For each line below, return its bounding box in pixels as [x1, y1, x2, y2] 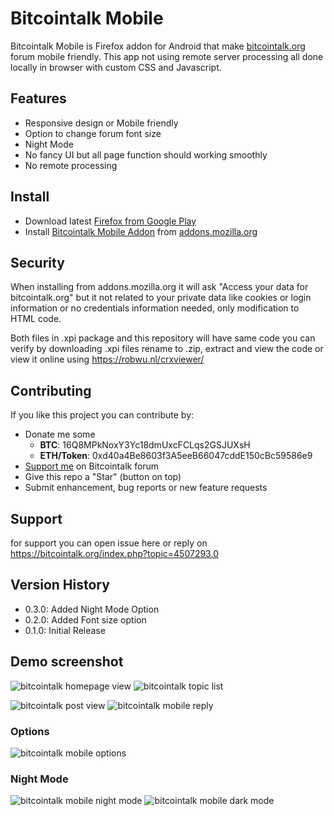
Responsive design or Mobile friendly [24, 117, 179, 129]
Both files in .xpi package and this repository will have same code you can [10, 332, 316, 344]
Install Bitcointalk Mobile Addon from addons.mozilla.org [24, 225, 258, 237]
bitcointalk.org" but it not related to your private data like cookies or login [10, 292, 312, 304]
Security [10, 254, 65, 271]
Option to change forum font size [24, 127, 162, 139]
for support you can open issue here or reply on [10, 537, 208, 549]
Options [10, 724, 50, 738]
